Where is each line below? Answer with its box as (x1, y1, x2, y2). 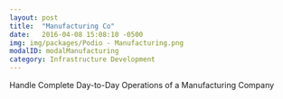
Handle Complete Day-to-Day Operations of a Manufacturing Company (9, 80, 275, 90)
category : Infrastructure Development (9, 55, 156, 64)
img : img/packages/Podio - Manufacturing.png (9, 38, 184, 48)
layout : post (9, 13, 59, 22)
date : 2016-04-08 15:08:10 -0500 (9, 30, 144, 39)
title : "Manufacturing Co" (9, 22, 116, 31)
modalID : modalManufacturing (9, 47, 119, 56)
